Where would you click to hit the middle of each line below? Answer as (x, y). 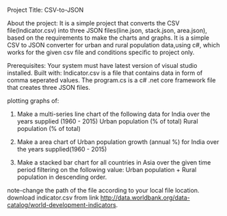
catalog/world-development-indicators (62, 205)
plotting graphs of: (33, 101)
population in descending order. (62, 177)
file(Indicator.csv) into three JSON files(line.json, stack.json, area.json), (107, 31)
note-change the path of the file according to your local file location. (103, 190)
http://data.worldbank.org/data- (145, 197)
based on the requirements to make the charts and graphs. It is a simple (108, 38)
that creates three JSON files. (49, 87)
